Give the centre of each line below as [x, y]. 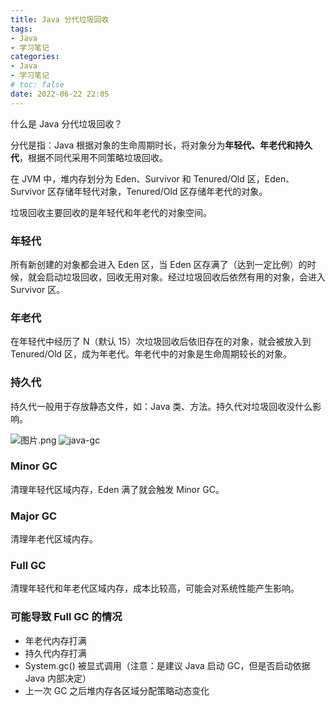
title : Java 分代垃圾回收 [60, 19]
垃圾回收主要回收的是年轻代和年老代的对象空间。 [111, 212]
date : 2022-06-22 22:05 [60, 94]
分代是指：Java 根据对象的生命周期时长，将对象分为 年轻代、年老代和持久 [161, 145]
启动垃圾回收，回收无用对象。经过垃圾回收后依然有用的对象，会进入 [185, 277]
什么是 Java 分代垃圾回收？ [66, 123]
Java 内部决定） [58, 678]
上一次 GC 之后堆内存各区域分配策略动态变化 [117, 690]
